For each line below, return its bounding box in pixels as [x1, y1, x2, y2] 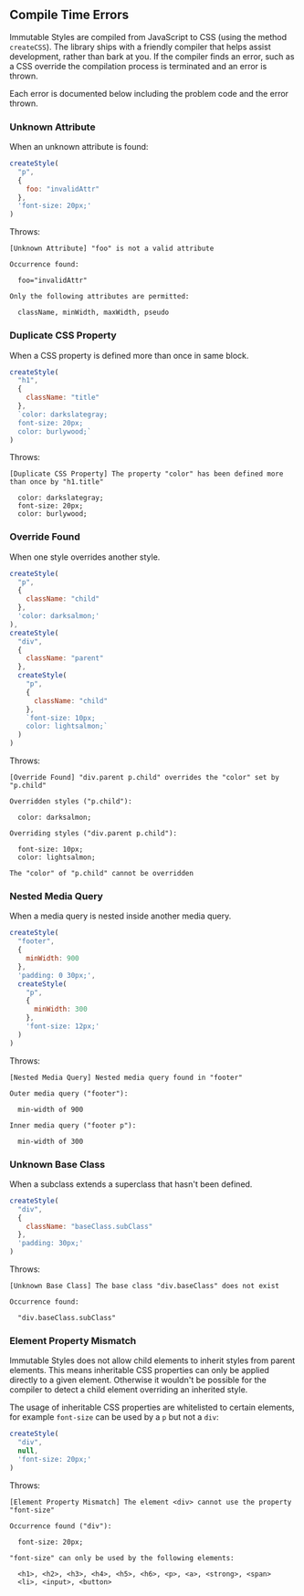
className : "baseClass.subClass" [26, 1222, 153, 1231]
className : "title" [26, 393, 100, 403]
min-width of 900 [17, 1105, 84, 1114]
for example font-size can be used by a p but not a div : [9, 1412, 219, 1423]
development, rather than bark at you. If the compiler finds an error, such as [9, 50, 295, 62]
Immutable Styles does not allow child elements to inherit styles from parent [9, 1355, 296, 1366]
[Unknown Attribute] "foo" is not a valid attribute [9, 244, 215, 254]
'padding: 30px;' [17, 1239, 84, 1248]
